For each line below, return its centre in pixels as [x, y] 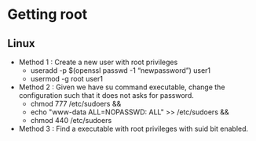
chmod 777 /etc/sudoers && [76, 104]
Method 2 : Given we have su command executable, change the [122, 87]
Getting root [48, 14]
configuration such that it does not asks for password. [106, 95]
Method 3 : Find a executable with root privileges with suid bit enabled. [133, 128]
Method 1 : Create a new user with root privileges [98, 62]
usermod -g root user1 [67, 79]
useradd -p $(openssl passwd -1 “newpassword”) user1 [121, 70]
